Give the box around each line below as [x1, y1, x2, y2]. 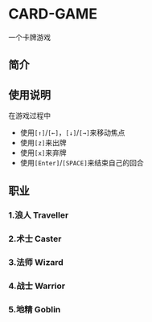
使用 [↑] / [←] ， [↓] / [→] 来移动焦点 [19, 128, 125, 137]
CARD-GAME [8, 5, 98, 23]
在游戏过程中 [8, 111, 51, 120]
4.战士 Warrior [8, 280, 66, 291]
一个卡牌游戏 [8, 32, 51, 42]
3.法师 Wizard [8, 257, 64, 268]
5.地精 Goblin [8, 304, 61, 316]
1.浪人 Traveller [8, 210, 69, 221]
